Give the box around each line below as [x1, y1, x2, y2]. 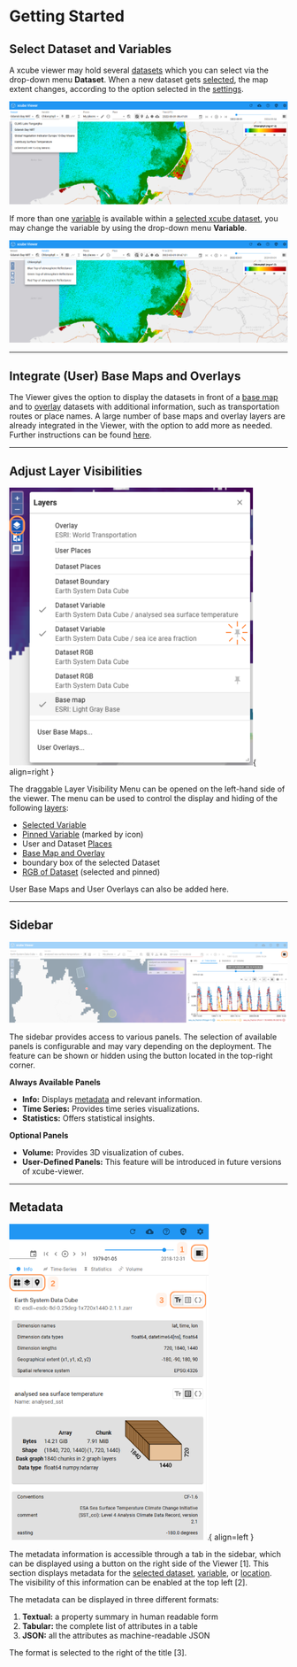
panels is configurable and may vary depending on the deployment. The [9, 1041, 272, 1052]
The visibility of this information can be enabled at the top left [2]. [9, 1577, 248, 1587]
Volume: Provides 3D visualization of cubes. [21, 1147, 185, 1158]
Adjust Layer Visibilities [9, 463, 143, 479]
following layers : [9, 803, 69, 814]
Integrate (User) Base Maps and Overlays [9, 368, 241, 383]
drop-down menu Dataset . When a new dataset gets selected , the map [9, 74, 269, 85]
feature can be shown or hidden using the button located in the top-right [9, 1051, 273, 1061]
